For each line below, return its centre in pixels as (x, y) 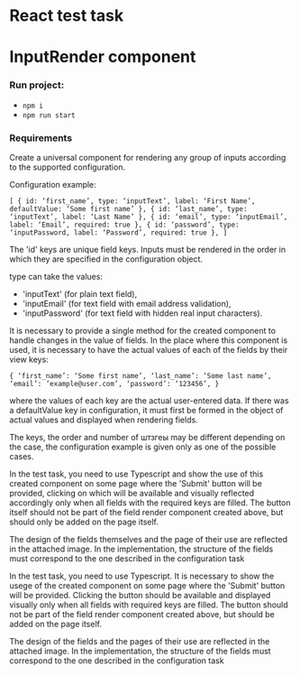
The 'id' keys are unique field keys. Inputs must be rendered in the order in (148, 249)
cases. (22, 456)
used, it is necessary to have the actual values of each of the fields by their (149, 349)
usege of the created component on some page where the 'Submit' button (147, 585)
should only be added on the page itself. (84, 522)
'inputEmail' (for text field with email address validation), (127, 303)
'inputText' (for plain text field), (80, 293)
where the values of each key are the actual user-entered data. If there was (150, 400)
